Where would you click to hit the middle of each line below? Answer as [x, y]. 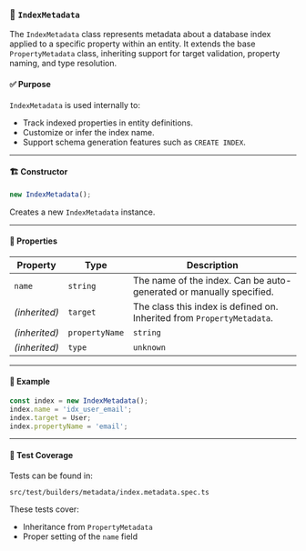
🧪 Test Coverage [41, 456]
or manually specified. [227, 292]
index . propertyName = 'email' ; [69, 426]
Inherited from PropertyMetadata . [203, 317]
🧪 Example [30, 382]
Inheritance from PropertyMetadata [87, 526]
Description [212, 265]
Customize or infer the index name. [88, 132]
